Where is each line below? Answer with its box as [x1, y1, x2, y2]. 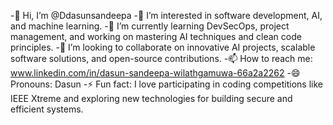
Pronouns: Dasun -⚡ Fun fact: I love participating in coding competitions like [10, 78, 323, 90]
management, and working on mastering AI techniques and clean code [10, 31, 302, 42]
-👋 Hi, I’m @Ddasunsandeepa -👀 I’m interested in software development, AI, [10, 10, 323, 21]
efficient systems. [10, 103, 84, 115]
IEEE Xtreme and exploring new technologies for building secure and [10, 93, 293, 104]
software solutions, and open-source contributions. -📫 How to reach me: [10, 53, 313, 64]
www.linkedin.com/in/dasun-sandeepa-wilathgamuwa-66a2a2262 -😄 [10, 67, 301, 79]
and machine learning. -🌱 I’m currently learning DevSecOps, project [10, 20, 290, 32]
